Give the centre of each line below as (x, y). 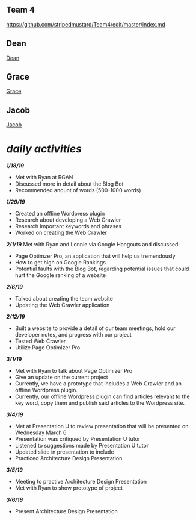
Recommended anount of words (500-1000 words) (78, 190)
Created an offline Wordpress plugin (60, 214)
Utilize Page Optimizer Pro (47, 348)
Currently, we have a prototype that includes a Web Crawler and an (98, 384)
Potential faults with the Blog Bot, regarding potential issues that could (102, 269)
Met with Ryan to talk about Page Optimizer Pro (74, 371)
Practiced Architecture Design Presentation (69, 458)
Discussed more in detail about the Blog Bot (69, 184)
